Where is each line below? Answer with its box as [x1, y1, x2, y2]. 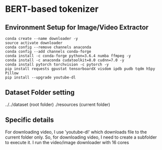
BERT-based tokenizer [5, 3, 99, 15]
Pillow [5, 71, 19, 75]
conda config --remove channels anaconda [5, 45, 92, 50]
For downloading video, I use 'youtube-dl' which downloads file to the [5, 129, 147, 135]
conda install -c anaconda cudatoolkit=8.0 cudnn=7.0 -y [5, 58, 125, 63]
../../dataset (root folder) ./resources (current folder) [5, 101, 110, 107]
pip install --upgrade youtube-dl [5, 75, 76, 80]
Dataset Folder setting [5, 88, 75, 97]
